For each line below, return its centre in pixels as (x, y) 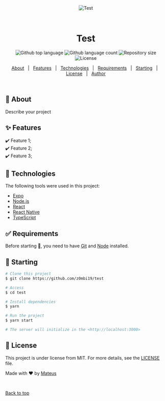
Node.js (21, 201)
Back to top (17, 393)
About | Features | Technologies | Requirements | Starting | (85, 68)
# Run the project (25, 316)
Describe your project (28, 111)
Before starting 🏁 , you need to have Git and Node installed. (67, 246)
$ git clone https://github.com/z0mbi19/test (54, 278)
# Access (15, 288)
